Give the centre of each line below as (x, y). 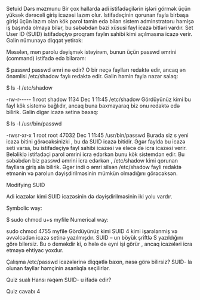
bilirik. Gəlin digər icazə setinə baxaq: (52, 112)
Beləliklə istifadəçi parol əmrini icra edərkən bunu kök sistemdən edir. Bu (96, 154)
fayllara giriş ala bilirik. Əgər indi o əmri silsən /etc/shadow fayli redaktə (94, 167)
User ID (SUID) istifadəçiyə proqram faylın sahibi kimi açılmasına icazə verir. (99, 34)
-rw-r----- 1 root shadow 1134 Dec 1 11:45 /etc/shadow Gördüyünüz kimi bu (99, 99)
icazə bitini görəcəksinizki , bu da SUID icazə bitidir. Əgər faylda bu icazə (96, 142)
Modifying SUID (26, 185)
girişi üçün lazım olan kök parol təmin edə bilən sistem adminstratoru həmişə (100, 21)
